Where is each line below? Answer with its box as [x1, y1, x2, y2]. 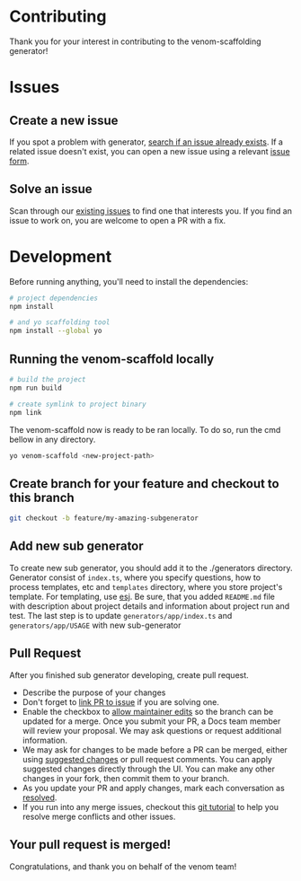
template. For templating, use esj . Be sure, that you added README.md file [9, 591, 276, 602]
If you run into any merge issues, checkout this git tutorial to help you [22, 801, 279, 812]
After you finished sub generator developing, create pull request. [9, 669, 249, 680]
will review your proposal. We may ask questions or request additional [22, 725, 282, 736]
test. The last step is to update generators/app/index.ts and [9, 610, 233, 621]
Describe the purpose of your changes [22, 687, 166, 698]
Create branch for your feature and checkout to [9, 476, 280, 491]
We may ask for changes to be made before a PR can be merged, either [22, 744, 288, 755]
